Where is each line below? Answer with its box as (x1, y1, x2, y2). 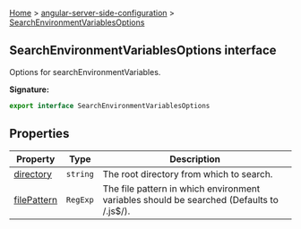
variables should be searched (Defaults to (102, 193, 279, 206)
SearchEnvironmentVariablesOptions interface (9, 43, 277, 58)
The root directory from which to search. (102, 167, 273, 180)
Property (16, 152, 56, 165)
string (65, 169, 94, 179)
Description (169, 152, 221, 165)
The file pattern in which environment (102, 182, 261, 195)
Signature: (9, 84, 49, 95)
